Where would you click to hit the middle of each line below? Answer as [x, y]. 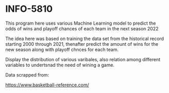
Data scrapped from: [27, 75]
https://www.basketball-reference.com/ [47, 85]
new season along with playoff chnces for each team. [62, 49]
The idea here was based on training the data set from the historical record [85, 39]
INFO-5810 [29, 9]
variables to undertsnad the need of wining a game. [60, 65]
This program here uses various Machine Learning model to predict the [81, 23]
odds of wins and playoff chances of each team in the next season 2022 [82, 28]
